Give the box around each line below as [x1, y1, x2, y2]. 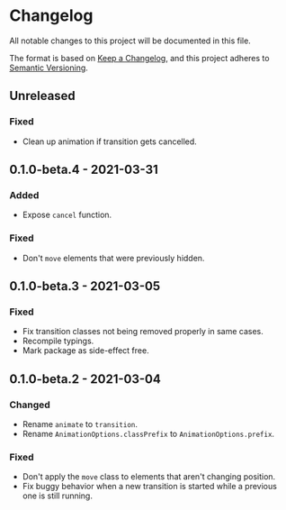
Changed [9, 398, 51, 411]
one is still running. [22, 490, 93, 501]
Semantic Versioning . [9, 62, 88, 73]
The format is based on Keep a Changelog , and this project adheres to [9, 52, 270, 63]
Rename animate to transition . [22, 418, 138, 429]
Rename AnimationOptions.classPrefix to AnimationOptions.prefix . [22, 428, 275, 439]
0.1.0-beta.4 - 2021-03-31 [9, 162, 159, 178]
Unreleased [9, 88, 76, 104]
